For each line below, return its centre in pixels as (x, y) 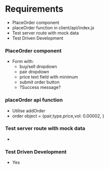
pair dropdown (34, 72)
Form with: (23, 62)
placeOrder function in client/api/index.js (53, 27)
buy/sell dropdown (38, 66)
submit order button (39, 82)
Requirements (34, 9)
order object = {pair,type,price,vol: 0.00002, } (58, 116)
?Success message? (40, 87)
